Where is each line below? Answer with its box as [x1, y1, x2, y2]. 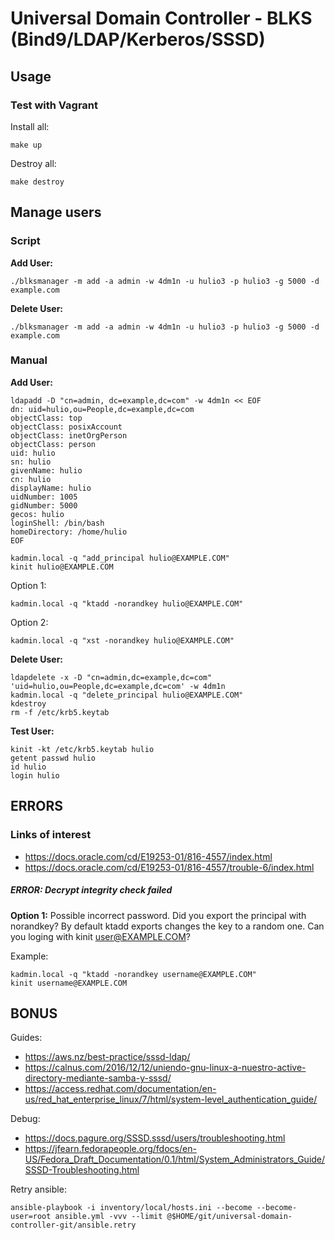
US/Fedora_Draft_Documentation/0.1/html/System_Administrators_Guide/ [24, 1153, 326, 1166]
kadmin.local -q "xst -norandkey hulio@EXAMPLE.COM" [10, 635, 235, 646]
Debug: [10, 1113, 41, 1125]
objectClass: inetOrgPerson [10, 430, 128, 441]
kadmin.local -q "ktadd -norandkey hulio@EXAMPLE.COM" [10, 598, 244, 609]
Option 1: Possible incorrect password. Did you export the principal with [10, 909, 307, 921]
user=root [10, 1212, 52, 1222]
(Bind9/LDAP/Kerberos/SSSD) [10, 28, 266, 51]
